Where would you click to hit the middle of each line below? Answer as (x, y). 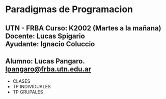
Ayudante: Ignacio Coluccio (50, 44)
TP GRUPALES (28, 92)
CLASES (21, 81)
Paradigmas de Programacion (69, 9)
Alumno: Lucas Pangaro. (45, 61)
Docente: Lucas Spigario (45, 36)
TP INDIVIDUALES (32, 87)
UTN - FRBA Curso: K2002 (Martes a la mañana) (83, 28)
